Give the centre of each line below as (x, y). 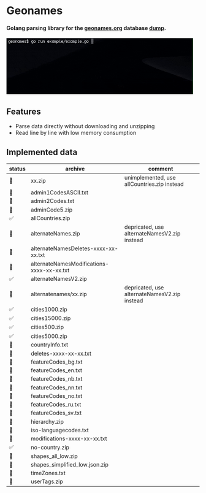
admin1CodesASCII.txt (59, 193)
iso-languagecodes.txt (59, 430)
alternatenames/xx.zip (59, 294)
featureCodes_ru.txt (56, 405)
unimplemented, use (150, 177)
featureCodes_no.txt (56, 396)
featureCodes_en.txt (56, 370)
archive (75, 169)
